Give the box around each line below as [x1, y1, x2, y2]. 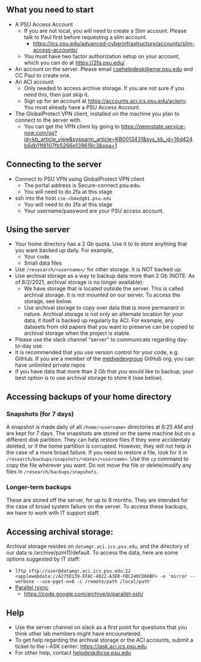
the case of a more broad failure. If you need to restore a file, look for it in [6, 449, 188, 456]
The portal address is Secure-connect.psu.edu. [23, 181, 142, 188]
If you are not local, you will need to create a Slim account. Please [23, 27, 187, 34]
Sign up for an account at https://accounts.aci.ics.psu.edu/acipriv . [23, 97, 187, 104]
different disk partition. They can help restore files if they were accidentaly [6, 436, 191, 444]
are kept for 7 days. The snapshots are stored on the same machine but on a [6, 430, 195, 437]
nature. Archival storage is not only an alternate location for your [23, 310, 184, 317]
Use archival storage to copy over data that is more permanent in [23, 304, 185, 311]
